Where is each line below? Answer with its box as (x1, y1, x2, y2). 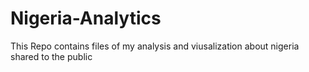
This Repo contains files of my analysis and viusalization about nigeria (10, 40, 300, 52)
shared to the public (10, 50, 93, 62)
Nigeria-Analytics (10, 7, 162, 30)
